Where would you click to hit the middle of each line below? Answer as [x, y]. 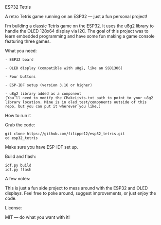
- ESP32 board [19, 60]
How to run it [18, 115]
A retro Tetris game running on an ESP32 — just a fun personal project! [76, 16]
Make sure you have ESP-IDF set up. [42, 147]
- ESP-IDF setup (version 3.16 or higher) [49, 85]
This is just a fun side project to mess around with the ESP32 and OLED [77, 188]
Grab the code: [20, 125]
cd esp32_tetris [21, 138]
